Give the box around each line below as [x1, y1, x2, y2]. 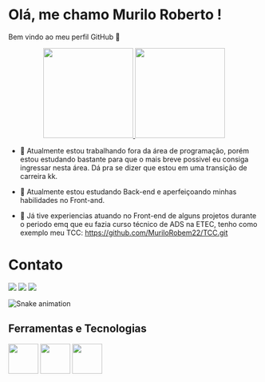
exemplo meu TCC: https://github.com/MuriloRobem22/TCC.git [19, 228, 228, 237]
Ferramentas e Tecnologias [8, 322, 148, 336]
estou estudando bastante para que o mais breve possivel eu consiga [19, 154, 249, 164]
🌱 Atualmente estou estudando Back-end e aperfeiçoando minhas [19, 186, 237, 197]
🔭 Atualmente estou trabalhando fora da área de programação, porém [19, 145, 250, 155]
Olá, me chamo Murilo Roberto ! [8, 6, 222, 24]
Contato [8, 256, 64, 274]
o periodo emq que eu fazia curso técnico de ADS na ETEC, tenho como [19, 219, 258, 229]
